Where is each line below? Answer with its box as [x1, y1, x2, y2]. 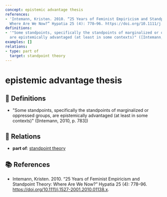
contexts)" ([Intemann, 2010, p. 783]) [12, 118, 88, 124]
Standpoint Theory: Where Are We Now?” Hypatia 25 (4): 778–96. [12, 181, 148, 187]
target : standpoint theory [9, 53, 66, 58]
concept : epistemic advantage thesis [5, 7, 83, 12]
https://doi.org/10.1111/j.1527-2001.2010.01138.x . [12, 187, 109, 192]
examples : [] [5, 40, 32, 45]
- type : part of [5, 49, 39, 53]
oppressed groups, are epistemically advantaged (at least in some [12, 112, 148, 119]
